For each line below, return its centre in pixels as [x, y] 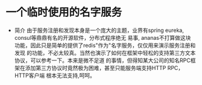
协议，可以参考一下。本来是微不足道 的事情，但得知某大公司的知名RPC [102, 60]
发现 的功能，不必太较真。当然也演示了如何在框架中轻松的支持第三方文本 [105, 52]
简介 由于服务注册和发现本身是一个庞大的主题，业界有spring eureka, [99, 30]
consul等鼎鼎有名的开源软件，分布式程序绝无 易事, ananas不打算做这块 [103, 37]
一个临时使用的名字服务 [64, 12]
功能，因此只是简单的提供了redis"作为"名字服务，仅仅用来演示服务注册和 [105, 45]
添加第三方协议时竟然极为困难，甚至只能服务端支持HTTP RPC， [104, 68]
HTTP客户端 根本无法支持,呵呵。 [55, 75]
